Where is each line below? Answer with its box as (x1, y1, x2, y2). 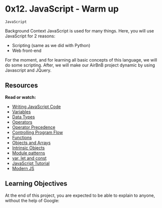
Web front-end (12, 48, 42, 53)
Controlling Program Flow (12, 129, 63, 135)
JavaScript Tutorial (12, 160, 50, 166)
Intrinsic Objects (12, 144, 45, 151)
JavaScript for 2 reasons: (5, 33, 56, 39)
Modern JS (12, 165, 35, 171)
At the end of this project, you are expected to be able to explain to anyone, (5, 192, 155, 198)
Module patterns (12, 150, 45, 156)
